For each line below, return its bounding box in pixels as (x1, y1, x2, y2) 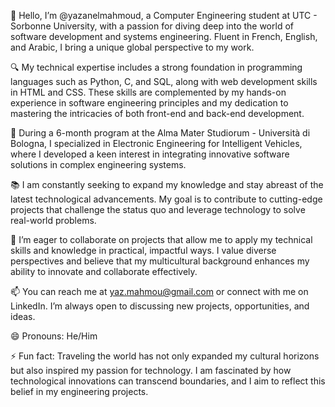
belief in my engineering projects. (10, 386, 149, 397)
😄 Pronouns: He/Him (10, 330, 98, 342)
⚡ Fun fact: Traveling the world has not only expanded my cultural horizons (10, 350, 320, 362)
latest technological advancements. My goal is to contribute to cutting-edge (10, 193, 323, 205)
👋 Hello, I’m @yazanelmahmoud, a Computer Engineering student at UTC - (10, 10, 318, 21)
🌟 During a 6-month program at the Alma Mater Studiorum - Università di (10, 127, 311, 139)
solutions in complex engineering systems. (10, 159, 187, 170)
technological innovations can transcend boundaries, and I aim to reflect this (10, 375, 326, 387)
